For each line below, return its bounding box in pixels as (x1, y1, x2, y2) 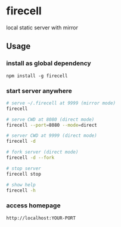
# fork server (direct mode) (6, 149, 79, 155)
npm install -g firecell (6, 73, 68, 79)
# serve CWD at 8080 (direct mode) (6, 116, 95, 122)
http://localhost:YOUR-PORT (6, 215, 76, 221)
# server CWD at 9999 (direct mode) (6, 133, 97, 139)
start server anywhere (6, 87, 73, 95)
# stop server (6, 165, 42, 171)
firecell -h (6, 187, 36, 194)
